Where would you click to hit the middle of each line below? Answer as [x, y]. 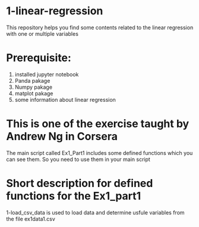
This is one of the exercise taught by [98, 124]
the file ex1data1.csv [31, 219]
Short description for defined [80, 184]
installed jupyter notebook [47, 74]
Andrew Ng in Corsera [62, 137]
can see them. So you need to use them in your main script [78, 159]
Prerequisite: [39, 58]
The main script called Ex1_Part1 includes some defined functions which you [99, 153]
